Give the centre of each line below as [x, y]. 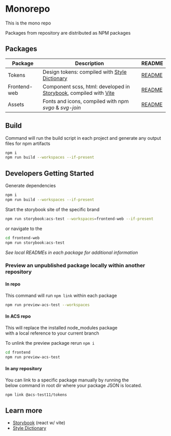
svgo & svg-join [62, 108]
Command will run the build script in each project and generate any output [83, 138]
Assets [16, 104]
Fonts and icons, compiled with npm [85, 101]
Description [90, 63]
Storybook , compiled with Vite [79, 93]
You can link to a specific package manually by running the [67, 380]
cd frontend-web [22, 238]
